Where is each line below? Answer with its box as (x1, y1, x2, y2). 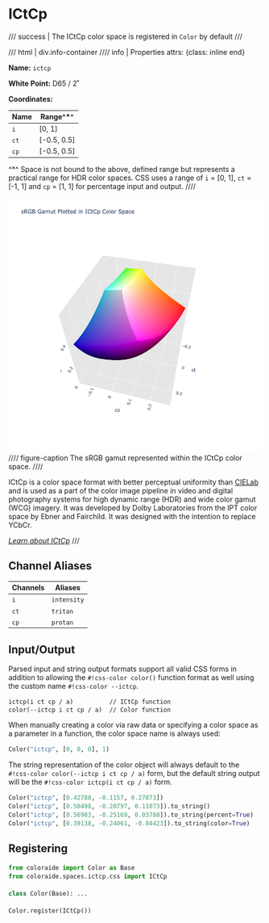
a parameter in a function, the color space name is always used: (8, 728, 221, 739)
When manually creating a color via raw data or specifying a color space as (8, 720, 259, 730)
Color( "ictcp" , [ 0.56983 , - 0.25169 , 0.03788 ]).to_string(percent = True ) (8, 811, 254, 819)
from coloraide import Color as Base (8, 864, 135, 872)
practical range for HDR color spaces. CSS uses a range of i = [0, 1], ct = (8, 173, 252, 183)
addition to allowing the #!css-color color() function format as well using (8, 673, 255, 682)
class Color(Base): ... (8, 889, 89, 897)
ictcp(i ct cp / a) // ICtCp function (8, 698, 172, 707)
